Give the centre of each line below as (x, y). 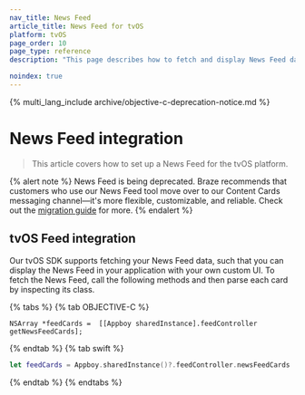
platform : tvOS (38, 34)
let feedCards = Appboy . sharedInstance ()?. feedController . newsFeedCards (150, 365)
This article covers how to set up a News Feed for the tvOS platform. (160, 163)
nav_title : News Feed (50, 18)
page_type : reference (50, 52)
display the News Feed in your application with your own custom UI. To (142, 270)
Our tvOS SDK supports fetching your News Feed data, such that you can (147, 260)
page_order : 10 (38, 43)
